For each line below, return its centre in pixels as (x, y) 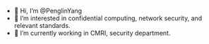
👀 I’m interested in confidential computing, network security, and (108, 18)
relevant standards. (42, 25)
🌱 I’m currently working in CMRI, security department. (92, 33)
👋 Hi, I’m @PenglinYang (48, 11)
